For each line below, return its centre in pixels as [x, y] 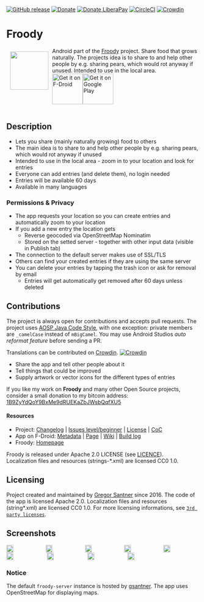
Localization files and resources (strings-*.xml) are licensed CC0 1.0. [93, 461]
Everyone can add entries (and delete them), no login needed [92, 173]
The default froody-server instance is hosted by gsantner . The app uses [97, 586]
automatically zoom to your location [60, 222]
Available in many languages [51, 187]
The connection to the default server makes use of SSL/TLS [90, 255]
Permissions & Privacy [40, 203]
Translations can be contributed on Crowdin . [62, 352]
